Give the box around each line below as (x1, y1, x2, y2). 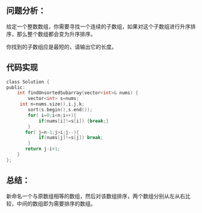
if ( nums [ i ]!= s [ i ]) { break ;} (38, 118, 109, 124)
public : (6, 84, 26, 90)
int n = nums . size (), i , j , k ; (19, 101, 85, 107)
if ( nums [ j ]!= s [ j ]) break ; (38, 135, 103, 141)
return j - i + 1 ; (25, 146, 61, 152)
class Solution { (6, 79, 50, 85)
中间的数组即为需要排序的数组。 (16, 200, 96, 207)
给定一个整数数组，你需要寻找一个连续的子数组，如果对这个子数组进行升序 (6, 23, 191, 30)
